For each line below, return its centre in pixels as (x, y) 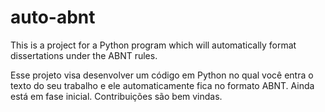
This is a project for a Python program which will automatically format (153, 45)
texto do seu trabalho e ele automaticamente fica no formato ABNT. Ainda (162, 85)
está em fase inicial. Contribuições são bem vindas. (116, 96)
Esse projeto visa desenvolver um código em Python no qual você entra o (162, 75)
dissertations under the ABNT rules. (84, 55)
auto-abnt (53, 17)
